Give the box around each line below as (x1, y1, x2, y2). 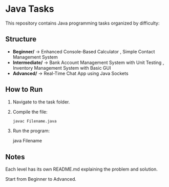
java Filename (12, 138, 43, 144)
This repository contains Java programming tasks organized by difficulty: (5, 20, 160, 26)
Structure (5, 35, 37, 44)
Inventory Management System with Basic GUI (12, 65, 111, 71)
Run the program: (12, 128, 50, 134)
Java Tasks (5, 3, 55, 15)
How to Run (5, 85, 43, 94)
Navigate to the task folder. (12, 98, 70, 105)
